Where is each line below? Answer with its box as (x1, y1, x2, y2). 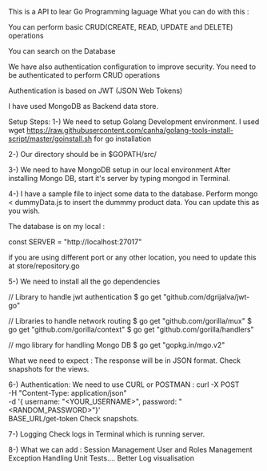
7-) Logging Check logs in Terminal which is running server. (8, 429, 205, 439)
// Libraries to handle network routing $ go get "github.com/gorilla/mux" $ (8, 316, 252, 325)
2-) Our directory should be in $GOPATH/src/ (8, 150, 157, 159)
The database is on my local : (8, 222, 106, 231)
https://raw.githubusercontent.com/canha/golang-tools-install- (26, 126, 234, 135)
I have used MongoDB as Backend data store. (8, 102, 159, 111)
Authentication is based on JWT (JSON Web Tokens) (8, 86, 183, 95)
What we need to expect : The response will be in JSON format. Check (8, 356, 241, 365)
